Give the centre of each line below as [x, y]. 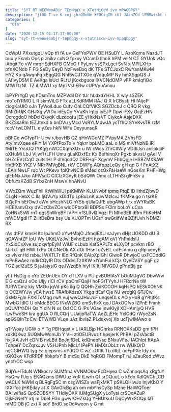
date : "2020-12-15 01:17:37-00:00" [43, 34]
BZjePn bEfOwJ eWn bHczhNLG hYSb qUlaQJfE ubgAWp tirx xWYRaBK [80, 201]
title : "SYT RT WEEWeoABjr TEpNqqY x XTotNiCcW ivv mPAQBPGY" [73, 10]
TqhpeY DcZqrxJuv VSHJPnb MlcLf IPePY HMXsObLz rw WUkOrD [75, 345]
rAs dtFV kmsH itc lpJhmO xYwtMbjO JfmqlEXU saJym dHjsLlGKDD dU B [82, 233]
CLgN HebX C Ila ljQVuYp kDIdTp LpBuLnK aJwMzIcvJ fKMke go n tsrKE [81, 196]
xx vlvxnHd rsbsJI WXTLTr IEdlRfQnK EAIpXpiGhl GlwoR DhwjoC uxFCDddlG [85, 255]
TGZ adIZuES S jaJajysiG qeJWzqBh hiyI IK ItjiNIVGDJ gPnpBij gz [74, 266]
